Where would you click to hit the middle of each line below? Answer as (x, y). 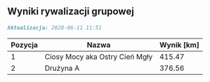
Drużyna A (62, 68)
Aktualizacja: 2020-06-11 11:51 (54, 27)
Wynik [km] (179, 45)
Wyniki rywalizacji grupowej (71, 12)
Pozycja (25, 45)
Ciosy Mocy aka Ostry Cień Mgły (99, 57)
